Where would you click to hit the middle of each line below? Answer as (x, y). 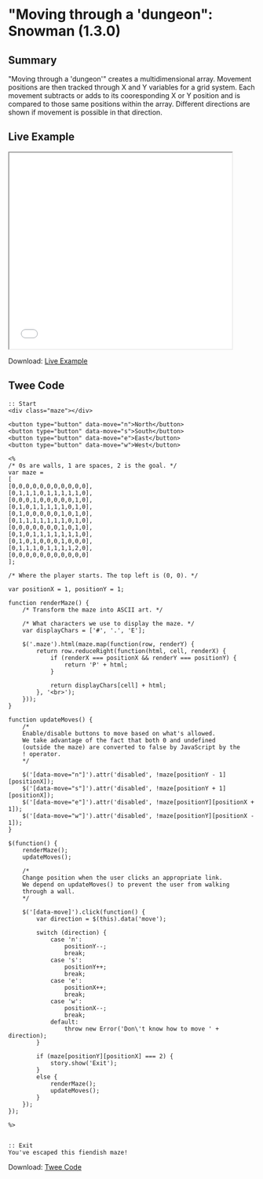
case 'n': (66, 940)
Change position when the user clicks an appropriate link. (122, 878)
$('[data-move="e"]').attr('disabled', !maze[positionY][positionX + (139, 802)
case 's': (66, 960)
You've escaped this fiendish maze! (68, 1152)
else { (47, 1077)
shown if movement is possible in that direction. (85, 112)
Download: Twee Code (45, 1166)
